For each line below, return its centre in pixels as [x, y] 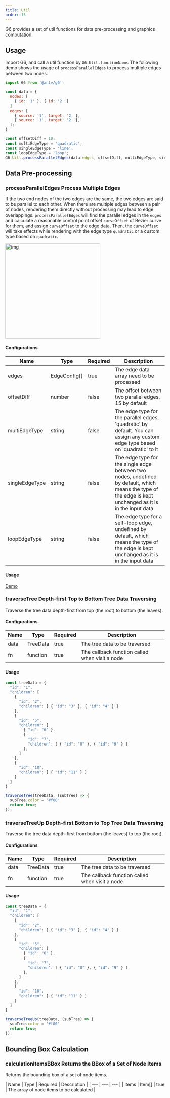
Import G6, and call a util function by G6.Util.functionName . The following [82, 63]
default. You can [134, 431]
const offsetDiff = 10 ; [30, 139]
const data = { [21, 92]
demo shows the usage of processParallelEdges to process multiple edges [83, 68]
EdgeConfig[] [67, 376]
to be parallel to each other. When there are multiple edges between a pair [83, 204]
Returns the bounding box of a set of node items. [56, 1074]
